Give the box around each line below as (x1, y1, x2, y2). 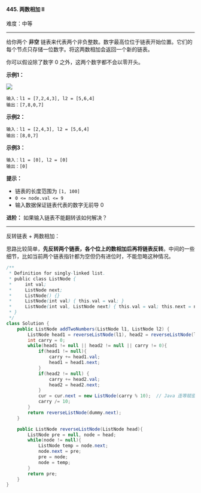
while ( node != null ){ (28, 437, 82, 443)
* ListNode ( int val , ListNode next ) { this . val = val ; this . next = (8, 303, 191, 310)
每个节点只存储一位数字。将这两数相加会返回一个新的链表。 (6, 46, 153, 53)
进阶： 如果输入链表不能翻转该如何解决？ (6, 214, 108, 221)
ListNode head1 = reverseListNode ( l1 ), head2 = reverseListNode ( (28, 332, 194, 338)
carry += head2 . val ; (48, 376, 100, 382)
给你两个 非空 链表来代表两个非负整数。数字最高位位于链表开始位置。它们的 (6, 38, 193, 46)
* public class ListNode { (8, 276, 77, 282)
